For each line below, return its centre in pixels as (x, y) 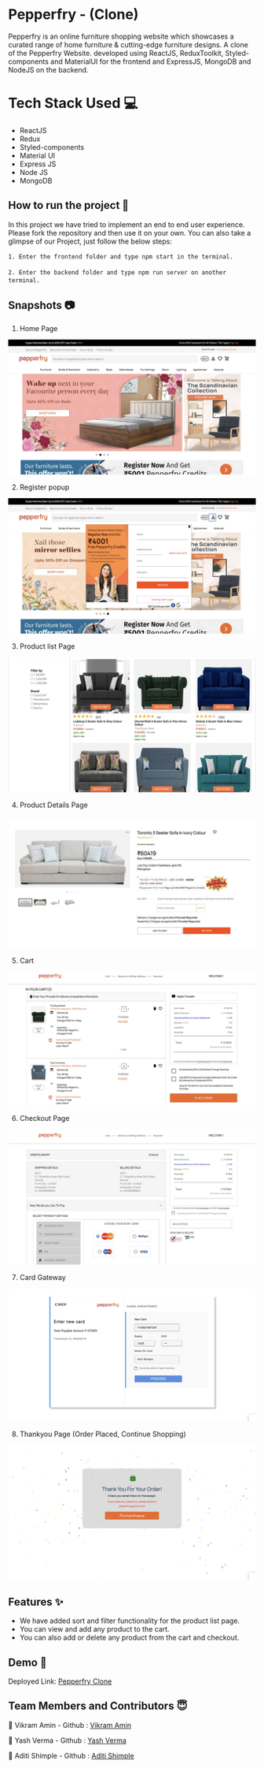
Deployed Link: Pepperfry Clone (60, 1681)
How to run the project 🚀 (69, 205)
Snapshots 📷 (42, 305)
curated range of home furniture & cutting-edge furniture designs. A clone (128, 44)
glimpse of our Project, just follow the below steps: (90, 241)
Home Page (38, 328)
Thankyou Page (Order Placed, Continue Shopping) (103, 1434)
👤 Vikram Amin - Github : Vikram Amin (70, 1725)
